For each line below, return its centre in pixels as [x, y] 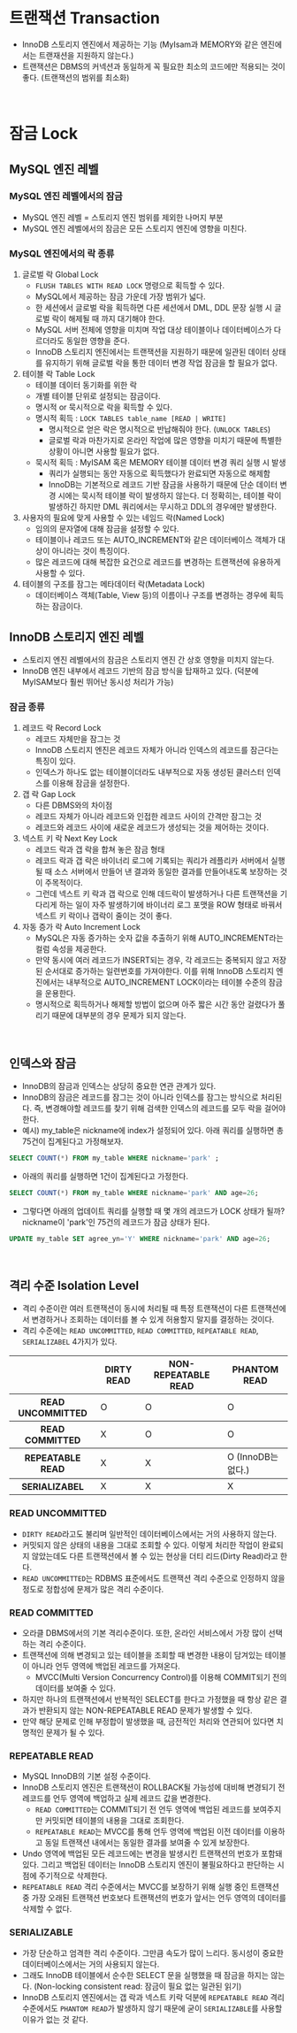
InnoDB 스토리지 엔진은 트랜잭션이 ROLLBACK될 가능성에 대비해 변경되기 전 [153, 1787]
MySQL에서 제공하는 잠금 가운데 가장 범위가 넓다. [120, 296]
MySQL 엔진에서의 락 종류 [62, 253]
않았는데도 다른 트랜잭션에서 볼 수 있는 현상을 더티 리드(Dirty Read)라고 [155, 1556]
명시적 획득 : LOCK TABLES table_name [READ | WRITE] [131, 418]
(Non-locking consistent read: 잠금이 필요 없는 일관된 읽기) [138, 1986]
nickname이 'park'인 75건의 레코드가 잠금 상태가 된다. [116, 1222]
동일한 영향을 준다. [98, 341]
